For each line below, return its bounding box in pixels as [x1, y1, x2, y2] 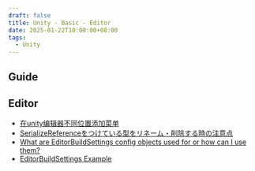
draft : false [8, 11, 51, 20]
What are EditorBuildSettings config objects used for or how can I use [19, 137, 247, 147]
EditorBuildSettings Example [19, 154, 112, 164]
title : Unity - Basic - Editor [8, 19, 111, 27]
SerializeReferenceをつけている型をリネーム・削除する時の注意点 [19, 128, 234, 138]
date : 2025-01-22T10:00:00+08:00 [8, 26, 118, 34]
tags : [8, 33, 26, 42]
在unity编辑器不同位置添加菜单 [19, 119, 120, 128]
